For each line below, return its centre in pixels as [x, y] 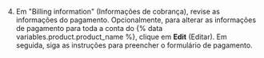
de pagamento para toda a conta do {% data [89, 28]
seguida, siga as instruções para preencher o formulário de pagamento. [134, 45]
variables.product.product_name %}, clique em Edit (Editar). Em [121, 37]
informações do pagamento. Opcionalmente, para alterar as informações [136, 20]
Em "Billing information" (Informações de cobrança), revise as [118, 12]
